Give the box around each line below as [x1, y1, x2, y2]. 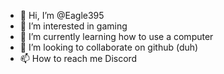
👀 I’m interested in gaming [19, 20, 128, 32]
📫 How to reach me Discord [19, 53, 138, 64]
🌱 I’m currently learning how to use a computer [19, 31, 214, 42]
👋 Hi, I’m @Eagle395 [19, 10, 105, 21]
